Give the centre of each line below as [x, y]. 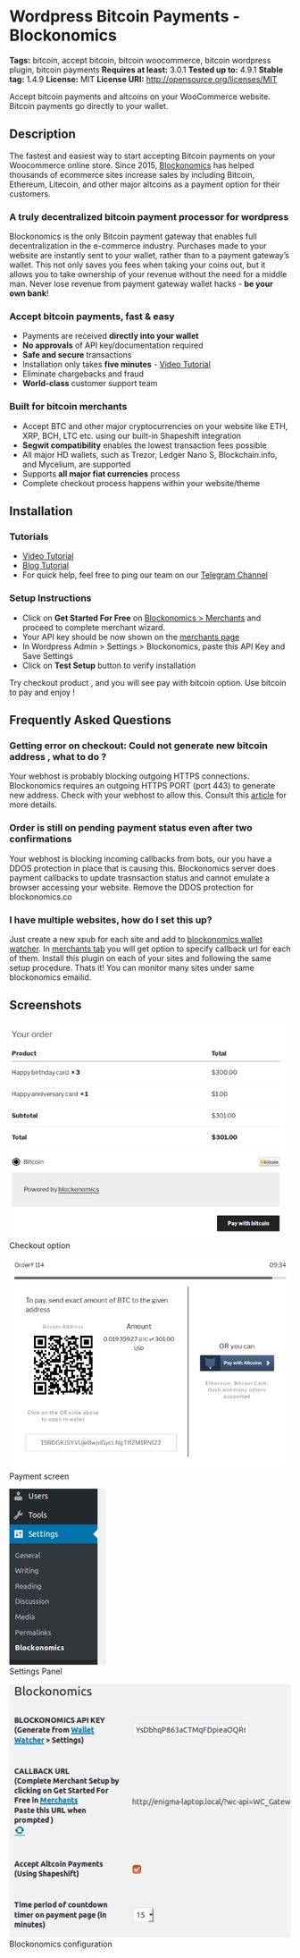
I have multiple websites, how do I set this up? [111, 920]
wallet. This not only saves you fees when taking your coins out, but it [137, 265]
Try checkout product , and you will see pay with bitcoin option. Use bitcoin [148, 682]
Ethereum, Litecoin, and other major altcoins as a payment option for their [145, 184]
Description [42, 135]
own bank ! [29, 293]
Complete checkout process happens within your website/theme [141, 483]
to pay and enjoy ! [42, 692]
